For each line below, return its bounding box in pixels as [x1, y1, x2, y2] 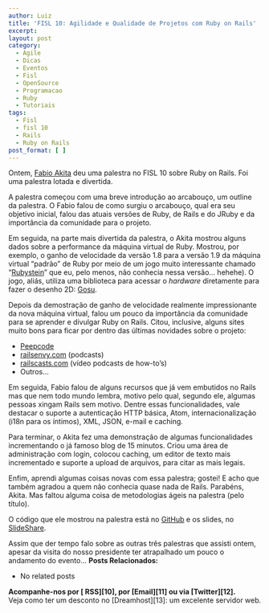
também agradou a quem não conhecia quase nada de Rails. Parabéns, [8, 482, 244, 492]
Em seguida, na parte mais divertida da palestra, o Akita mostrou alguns [8, 234, 247, 243]
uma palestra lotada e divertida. [8, 177, 113, 186]
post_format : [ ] [8, 146, 67, 154]
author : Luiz [8, 11, 52, 20]
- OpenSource [15, 79, 59, 87]
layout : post [8, 34, 52, 43]
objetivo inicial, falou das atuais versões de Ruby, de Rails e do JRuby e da [8, 210, 255, 219]
